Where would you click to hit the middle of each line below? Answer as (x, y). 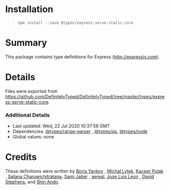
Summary (26, 43)
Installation (29, 9)
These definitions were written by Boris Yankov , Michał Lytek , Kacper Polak (84, 171)
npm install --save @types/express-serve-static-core (75, 23)
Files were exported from (31, 91)
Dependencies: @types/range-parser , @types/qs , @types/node (80, 131)
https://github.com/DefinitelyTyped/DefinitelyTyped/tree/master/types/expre (85, 97)
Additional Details (28, 115)
